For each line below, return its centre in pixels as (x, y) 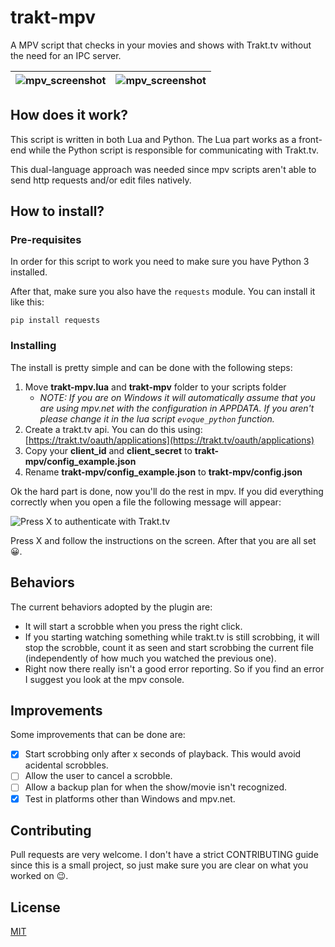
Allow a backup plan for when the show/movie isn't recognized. (156, 787)
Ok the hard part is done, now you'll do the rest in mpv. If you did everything (167, 491)
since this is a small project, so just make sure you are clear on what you (159, 865)
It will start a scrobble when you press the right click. (133, 626)
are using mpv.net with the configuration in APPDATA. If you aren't (177, 408)
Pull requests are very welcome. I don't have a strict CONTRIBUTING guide (164, 855)
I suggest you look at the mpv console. (104, 679)
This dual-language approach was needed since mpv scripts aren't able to (163, 169)
